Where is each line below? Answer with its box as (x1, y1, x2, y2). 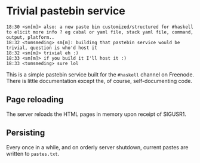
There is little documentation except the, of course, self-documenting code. (6, 77, 193, 84)
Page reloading (6, 94, 64, 105)
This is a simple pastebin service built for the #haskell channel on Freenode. (6, 70, 195, 78)
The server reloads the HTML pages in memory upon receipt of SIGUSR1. (6, 110, 186, 118)
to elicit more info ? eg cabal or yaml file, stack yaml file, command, (6, 29, 194, 35)
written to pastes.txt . (6, 150, 60, 157)
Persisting (6, 128, 45, 138)
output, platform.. (6, 34, 55, 40)
